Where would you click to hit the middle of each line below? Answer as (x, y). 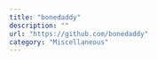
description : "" (39, 26)
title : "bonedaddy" (45, 17)
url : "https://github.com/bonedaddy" (79, 34)
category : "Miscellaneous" (59, 42)
